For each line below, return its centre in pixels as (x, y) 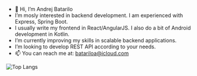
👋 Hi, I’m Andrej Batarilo (44, 9)
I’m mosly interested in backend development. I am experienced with (99, 15)
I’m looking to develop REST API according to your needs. (85, 47)
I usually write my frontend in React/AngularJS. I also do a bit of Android (103, 28)
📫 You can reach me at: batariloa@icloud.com (72, 53)
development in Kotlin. (42, 34)
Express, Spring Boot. (41, 22)
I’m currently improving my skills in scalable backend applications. (96, 40)
